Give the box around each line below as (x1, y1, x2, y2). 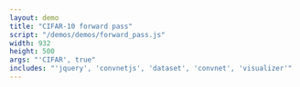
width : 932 (9, 38, 51, 48)
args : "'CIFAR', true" (9, 55, 96, 64)
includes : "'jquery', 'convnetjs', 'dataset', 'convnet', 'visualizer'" (9, 64, 293, 73)
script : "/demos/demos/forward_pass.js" (9, 30, 166, 39)
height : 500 (9, 47, 55, 56)
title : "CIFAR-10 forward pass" (9, 22, 133, 31)
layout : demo (9, 13, 59, 23)
